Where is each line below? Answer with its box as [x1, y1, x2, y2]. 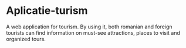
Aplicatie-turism [6, 4, 88, 17]
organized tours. [6, 35, 46, 42]
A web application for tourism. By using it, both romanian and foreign [6, 23, 173, 30]
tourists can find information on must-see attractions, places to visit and [6, 29, 181, 36]
